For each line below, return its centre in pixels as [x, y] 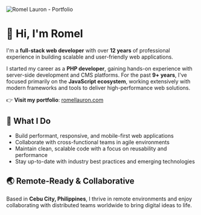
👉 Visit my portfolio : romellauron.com [55, 100]
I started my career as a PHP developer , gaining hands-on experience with [100, 68]
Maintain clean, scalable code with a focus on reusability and [91, 149]
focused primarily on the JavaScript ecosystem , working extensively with [98, 81]
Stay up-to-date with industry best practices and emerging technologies [105, 161]
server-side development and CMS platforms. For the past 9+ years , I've [97, 75]
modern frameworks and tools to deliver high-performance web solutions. [98, 88]
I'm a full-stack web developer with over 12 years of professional [88, 50]
